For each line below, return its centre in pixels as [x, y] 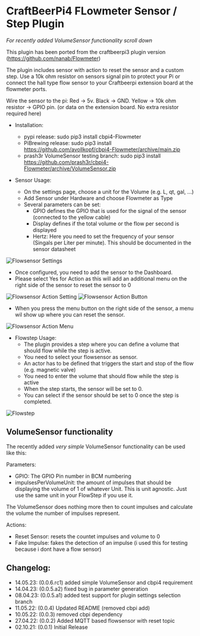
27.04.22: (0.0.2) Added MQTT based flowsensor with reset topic [95, 620]
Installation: [29, 125]
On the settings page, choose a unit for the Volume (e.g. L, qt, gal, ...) [109, 192]
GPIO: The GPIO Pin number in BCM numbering [73, 476]
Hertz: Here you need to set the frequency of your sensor [103, 236]
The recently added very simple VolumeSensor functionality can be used [96, 446]
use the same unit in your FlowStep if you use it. [74, 495]
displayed [44, 230]
